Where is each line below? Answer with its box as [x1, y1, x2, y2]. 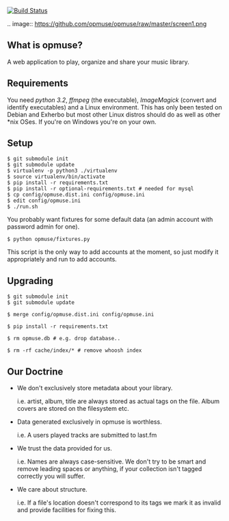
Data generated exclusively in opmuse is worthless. [16, 418, 162, 426]
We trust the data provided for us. [16, 444, 113, 453]
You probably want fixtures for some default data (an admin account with [7, 216, 213, 224]
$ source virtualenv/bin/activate [7, 173, 106, 181]
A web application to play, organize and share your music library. [7, 58, 189, 66]
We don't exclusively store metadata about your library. [16, 384, 173, 392]
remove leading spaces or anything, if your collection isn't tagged [16, 465, 202, 473]
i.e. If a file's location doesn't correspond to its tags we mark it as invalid [16, 498, 221, 507]
